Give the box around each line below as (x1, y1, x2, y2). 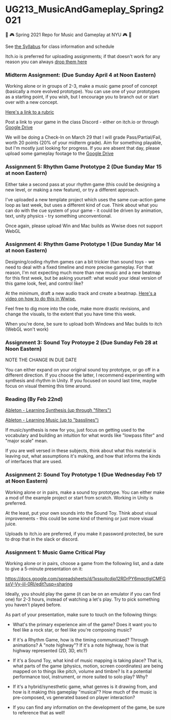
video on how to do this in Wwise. (5, 296, 76, 302)
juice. (5, 521, 17, 527)
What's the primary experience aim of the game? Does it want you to (12, 622, 157, 628)
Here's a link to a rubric (5, 109, 54, 115)
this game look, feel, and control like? (5, 280, 83, 286)
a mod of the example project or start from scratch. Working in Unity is (5, 494, 154, 500)
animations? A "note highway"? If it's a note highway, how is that (12, 642, 149, 648)
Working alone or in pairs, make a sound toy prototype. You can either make (5, 489, 165, 495)
